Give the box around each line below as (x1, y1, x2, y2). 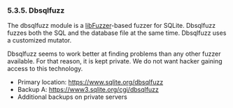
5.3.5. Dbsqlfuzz (7, 6, 65, 15)
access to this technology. (7, 65, 83, 73)
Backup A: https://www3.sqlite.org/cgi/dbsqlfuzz (17, 86, 160, 94)
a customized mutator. (7, 36, 72, 45)
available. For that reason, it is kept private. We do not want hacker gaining (7, 57, 223, 65)
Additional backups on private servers (17, 93, 127, 101)
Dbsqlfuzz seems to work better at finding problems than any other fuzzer (7, 49, 221, 58)
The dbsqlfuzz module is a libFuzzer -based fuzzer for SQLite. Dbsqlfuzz (7, 22, 216, 30)
